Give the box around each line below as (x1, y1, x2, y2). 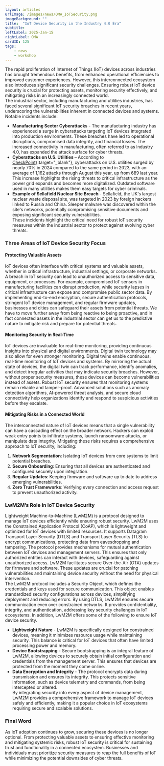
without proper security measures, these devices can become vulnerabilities (5, 374, 160, 380)
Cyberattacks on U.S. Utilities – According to (12, 154, 104, 160)
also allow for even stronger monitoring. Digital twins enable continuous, (5, 353, 151, 359)
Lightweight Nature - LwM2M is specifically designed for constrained (12, 627, 154, 633)
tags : (5, 44, 16, 49)
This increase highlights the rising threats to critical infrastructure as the (12, 175, 158, 181)
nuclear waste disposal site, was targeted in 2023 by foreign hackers (12, 196, 152, 202)
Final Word (5, 718, 31, 725)
